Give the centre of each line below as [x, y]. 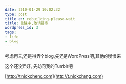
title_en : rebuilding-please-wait [40, 19]
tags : [10, 32]
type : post [16, 14]
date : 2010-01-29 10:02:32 [32, 10]
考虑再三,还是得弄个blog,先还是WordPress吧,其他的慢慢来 [63, 56]
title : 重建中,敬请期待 [27, 23]
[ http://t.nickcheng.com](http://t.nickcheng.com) [54, 76]
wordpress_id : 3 [21, 28]
